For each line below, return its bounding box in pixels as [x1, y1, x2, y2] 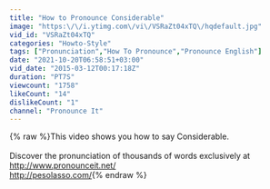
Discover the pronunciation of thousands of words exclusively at [9, 151, 251, 162]
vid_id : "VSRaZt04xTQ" [9, 30, 95, 39]
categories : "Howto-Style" [9, 38, 112, 48]
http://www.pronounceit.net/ [9, 160, 116, 171]
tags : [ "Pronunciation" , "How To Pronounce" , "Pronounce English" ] [9, 47, 262, 56]
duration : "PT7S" [9, 73, 75, 82]
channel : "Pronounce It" [9, 106, 104, 115]
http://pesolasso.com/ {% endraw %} [9, 170, 147, 181]
